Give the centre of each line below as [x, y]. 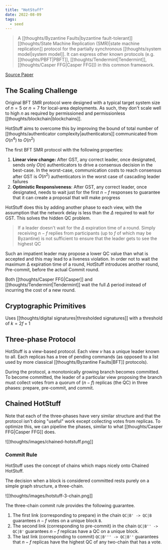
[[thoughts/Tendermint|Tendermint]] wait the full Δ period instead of [76, 285]
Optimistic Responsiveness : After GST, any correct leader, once [80, 187]
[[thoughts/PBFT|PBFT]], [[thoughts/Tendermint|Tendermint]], [82, 60]
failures [20, 182]
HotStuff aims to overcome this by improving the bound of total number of [82, 128]
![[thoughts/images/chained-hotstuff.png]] [49, 441]
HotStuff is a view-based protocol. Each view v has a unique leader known [82, 351]
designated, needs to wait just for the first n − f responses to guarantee [86, 192]
